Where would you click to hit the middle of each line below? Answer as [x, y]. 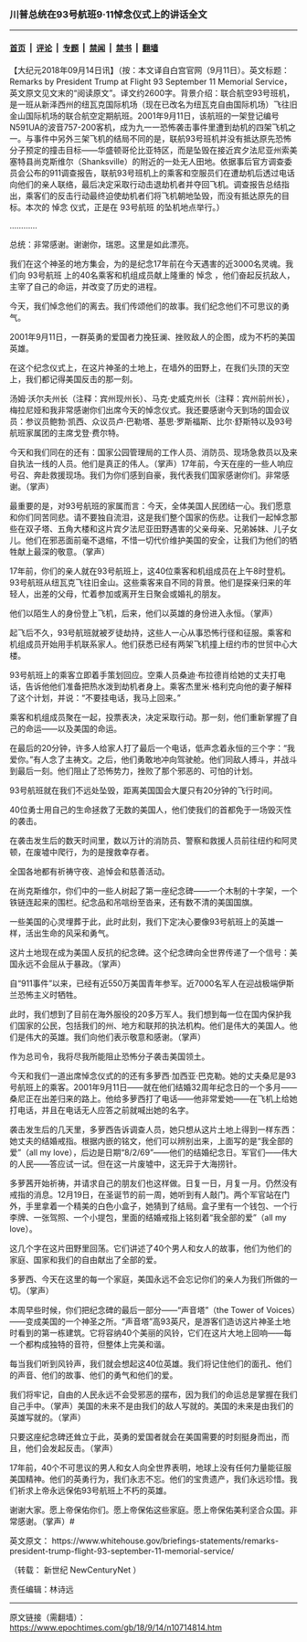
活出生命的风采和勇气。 [69, 933]
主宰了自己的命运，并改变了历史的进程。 [85, 286]
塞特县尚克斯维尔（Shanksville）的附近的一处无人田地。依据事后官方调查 [147, 161]
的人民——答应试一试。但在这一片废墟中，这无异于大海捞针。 [126, 1163]
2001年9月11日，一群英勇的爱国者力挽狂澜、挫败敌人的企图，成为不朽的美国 [152, 336]
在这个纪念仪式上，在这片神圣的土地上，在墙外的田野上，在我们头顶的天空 [149, 367]
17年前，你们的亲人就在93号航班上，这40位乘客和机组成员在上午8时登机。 [150, 571]
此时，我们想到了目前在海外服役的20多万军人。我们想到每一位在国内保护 [147, 1014]
